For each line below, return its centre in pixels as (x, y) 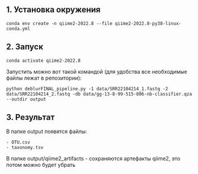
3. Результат (31, 117)
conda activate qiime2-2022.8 (44, 61)
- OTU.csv (18, 143)
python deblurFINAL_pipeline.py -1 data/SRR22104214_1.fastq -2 (87, 88)
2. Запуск (25, 47)
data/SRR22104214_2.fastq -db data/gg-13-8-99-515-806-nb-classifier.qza (99, 94)
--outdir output (26, 99)
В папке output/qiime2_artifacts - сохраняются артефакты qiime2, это (93, 159)
